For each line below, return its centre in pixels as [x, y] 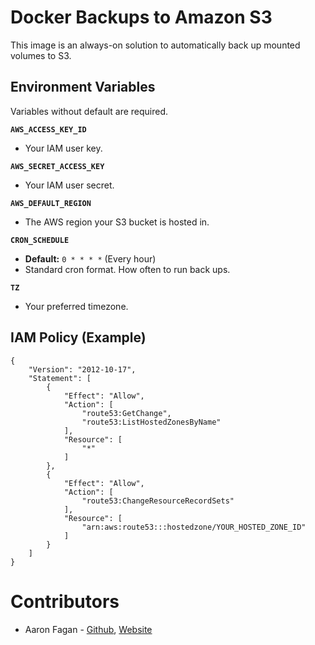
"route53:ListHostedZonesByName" [151, 422]
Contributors [65, 601]
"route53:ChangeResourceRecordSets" [158, 501]
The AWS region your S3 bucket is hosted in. [117, 222]
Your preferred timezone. [76, 306]
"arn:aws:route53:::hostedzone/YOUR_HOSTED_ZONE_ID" [194, 527]
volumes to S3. [41, 55]
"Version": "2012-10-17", [82, 369]
